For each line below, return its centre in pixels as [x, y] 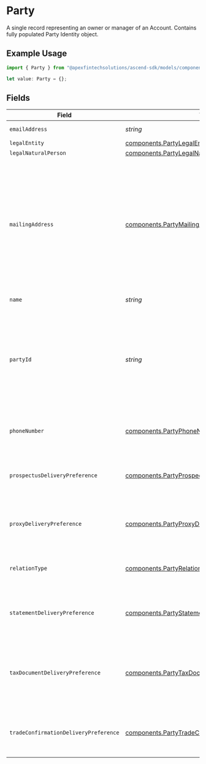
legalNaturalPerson [38, 153]
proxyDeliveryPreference [46, 524]
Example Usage [37, 54]
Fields [18, 98]
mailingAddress [32, 224]
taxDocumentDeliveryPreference [55, 673]
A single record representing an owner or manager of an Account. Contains [101, 28]
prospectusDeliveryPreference [54, 476]
